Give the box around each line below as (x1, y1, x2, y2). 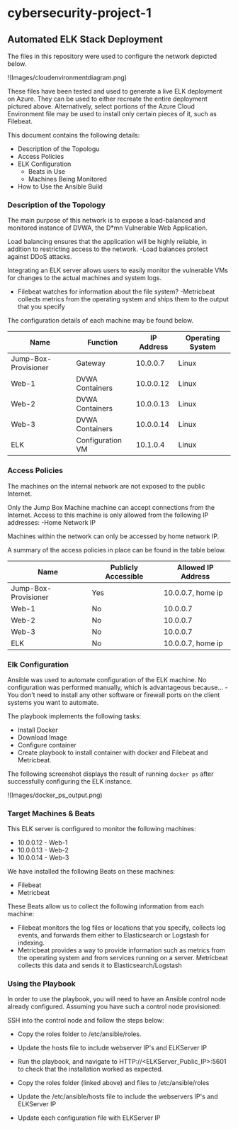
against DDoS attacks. (7, 252, 72, 261)
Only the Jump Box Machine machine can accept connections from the (7, 503, 215, 511)
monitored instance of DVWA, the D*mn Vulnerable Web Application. (7, 223, 208, 232)
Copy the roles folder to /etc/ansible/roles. (17, 1030, 142, 1038)
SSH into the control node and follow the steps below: (7, 1016, 164, 1025)
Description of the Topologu (17, 145, 100, 153)
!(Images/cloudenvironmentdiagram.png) (7, 73, 127, 82)
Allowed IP (176, 562, 214, 572)
